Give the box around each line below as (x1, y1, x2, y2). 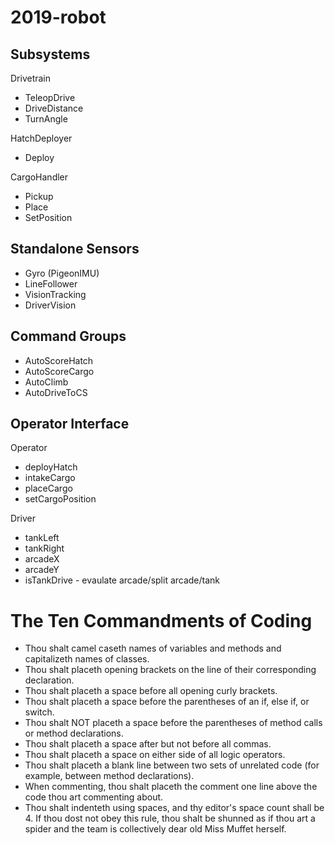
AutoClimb (24, 376, 69, 388)
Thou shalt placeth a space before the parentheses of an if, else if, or (24, 696, 310, 708)
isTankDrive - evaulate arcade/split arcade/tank (24, 574, 221, 586)
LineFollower (24, 277, 78, 290)
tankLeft (24, 532, 60, 544)
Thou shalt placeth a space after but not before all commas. (24, 738, 272, 750)
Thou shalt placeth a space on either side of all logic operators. (24, 749, 286, 761)
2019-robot (10, 6, 107, 29)
